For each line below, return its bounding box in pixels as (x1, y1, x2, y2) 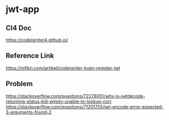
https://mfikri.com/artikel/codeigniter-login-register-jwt (6, 65, 121, 71)
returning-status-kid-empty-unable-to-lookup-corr (6, 98, 112, 104)
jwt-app (6, 4, 39, 15)
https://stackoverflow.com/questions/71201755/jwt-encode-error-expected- (6, 103, 164, 109)
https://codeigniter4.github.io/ (6, 37, 69, 43)
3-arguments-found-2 (6, 109, 52, 115)
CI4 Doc (6, 24, 32, 32)
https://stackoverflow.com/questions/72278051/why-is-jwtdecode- (6, 93, 145, 99)
